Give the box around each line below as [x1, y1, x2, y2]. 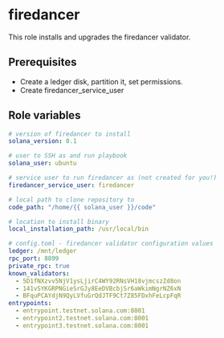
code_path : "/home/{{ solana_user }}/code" [8, 203, 157, 211]
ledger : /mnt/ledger [8, 247, 78, 255]
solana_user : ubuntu [8, 159, 78, 168]
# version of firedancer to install [8, 130, 131, 138]
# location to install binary [8, 218, 110, 226]
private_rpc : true [8, 262, 70, 270]
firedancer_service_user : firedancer [8, 181, 135, 189]
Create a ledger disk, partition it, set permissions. [19, 76, 183, 86]
